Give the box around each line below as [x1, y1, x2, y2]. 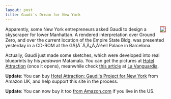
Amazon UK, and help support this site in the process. [5, 78, 119, 84]
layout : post [5, 7, 33, 13]
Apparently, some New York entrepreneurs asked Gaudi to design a [5, 26, 147, 32]
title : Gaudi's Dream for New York [5, 12, 81, 17]
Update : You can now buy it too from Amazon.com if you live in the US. [5, 88, 155, 94]
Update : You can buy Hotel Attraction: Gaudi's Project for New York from [5, 73, 158, 79]
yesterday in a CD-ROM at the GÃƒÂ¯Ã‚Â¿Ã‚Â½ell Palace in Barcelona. [5, 42, 152, 48]
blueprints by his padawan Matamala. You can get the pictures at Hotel [5, 57, 154, 63]
